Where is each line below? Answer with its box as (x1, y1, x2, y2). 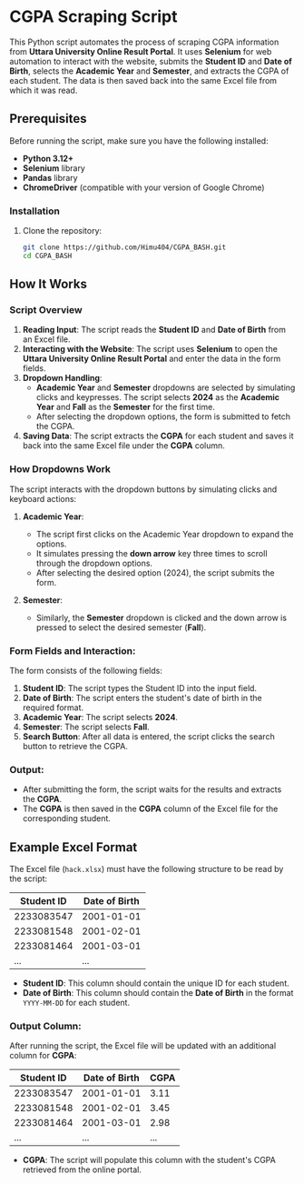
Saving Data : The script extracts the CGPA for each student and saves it (22, 430, 294, 442)
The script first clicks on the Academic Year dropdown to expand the (35, 528, 294, 539)
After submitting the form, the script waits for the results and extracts (22, 784, 282, 795)
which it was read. (9, 85, 78, 95)
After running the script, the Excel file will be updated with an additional (9, 1040, 277, 1051)
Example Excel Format (9, 839, 138, 855)
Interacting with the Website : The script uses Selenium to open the (22, 344, 279, 355)
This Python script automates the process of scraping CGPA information (9, 36, 279, 47)
